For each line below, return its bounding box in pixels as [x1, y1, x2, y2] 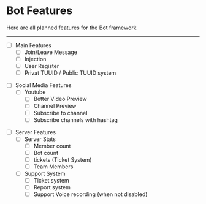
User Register [24, 62, 59, 70]
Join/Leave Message [24, 48, 78, 56]
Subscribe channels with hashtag [33, 116, 118, 123]
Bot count [33, 149, 58, 156]
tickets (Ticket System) [33, 156, 92, 163]
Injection [24, 56, 47, 63]
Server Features [15, 128, 56, 135]
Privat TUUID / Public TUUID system [24, 69, 116, 77]
